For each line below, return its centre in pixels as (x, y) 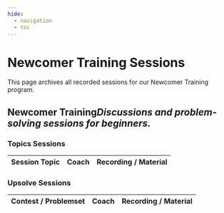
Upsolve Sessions (39, 182)
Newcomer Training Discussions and (90, 112)
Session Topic (36, 162)
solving (24, 123)
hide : (15, 14)
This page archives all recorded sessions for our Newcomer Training (108, 82)
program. (21, 90)
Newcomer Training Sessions (96, 62)
